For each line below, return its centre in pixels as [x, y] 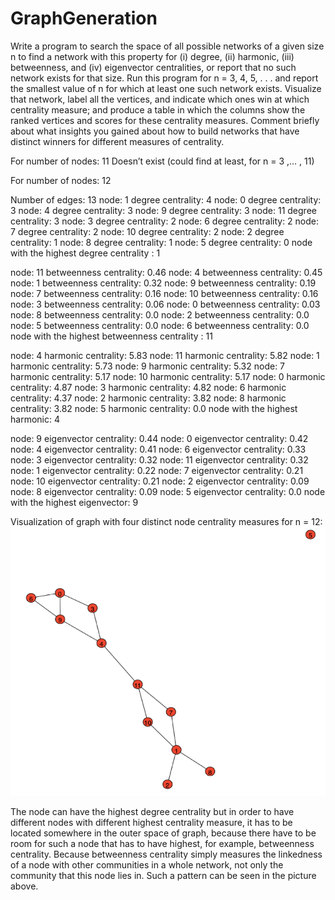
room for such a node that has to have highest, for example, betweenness [162, 843]
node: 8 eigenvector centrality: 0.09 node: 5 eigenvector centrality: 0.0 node [168, 491]
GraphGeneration [84, 18]
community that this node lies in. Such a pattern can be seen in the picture [163, 875]
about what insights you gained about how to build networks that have [155, 131]
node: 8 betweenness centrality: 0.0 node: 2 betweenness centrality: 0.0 [160, 314]
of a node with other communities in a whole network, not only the [147, 864]
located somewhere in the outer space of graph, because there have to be [163, 833]
